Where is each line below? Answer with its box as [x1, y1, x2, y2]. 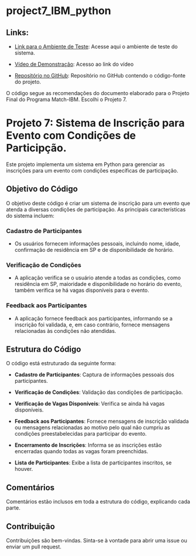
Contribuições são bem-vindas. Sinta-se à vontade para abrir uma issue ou [6, 537, 187, 544]
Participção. [6, 141, 67, 155]
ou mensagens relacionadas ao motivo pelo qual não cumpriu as [14, 424, 170, 431]
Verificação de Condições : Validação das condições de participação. [14, 389, 183, 396]
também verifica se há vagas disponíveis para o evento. [14, 287, 149, 294]
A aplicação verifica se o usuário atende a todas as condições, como [14, 274, 181, 281]
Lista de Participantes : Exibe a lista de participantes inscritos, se [14, 459, 172, 466]
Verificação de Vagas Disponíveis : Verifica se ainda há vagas [14, 400, 165, 407]
